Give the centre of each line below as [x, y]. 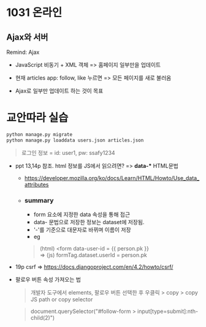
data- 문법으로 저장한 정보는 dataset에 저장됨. [89, 222]
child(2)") [43, 318]
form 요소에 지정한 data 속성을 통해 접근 [82, 214]
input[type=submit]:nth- [167, 311]
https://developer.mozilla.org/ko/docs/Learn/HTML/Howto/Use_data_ [112, 178]
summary [39, 200]
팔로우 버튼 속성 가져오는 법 [48, 279]
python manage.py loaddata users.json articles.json [75, 140]
